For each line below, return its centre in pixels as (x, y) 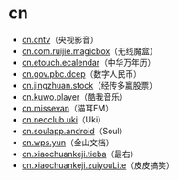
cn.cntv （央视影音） (60, 39)
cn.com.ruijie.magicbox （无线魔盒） (90, 51)
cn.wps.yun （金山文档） (68, 142)
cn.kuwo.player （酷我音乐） (75, 96)
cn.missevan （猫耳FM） (68, 108)
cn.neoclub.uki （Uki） (64, 119)
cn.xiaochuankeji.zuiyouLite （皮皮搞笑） (98, 165)
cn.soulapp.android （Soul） (74, 131)
